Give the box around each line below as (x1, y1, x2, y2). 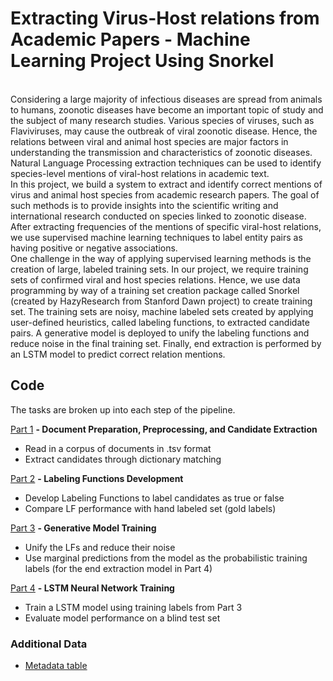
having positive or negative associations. (10, 242, 178, 254)
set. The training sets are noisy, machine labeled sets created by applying (10, 305, 314, 317)
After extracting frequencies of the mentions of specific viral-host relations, (10, 220, 322, 232)
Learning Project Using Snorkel (10, 50, 275, 72)
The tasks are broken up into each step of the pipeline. (10, 403, 236, 416)
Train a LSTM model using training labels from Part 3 (24, 601, 243, 613)
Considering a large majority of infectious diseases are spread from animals (10, 93, 323, 105)
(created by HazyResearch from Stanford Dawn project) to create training (10, 295, 313, 307)
